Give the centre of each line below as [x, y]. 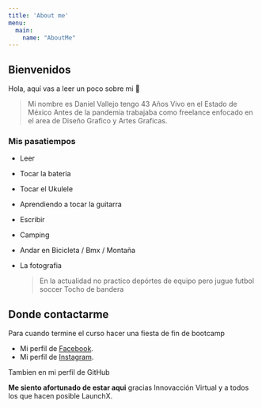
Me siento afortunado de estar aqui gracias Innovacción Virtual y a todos [129, 387]
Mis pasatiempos [42, 141]
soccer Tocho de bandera [82, 289]
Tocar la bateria [45, 174]
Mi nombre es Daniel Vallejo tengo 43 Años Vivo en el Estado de [132, 104]
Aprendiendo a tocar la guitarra [71, 204]
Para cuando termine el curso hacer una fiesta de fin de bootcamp [117, 334]
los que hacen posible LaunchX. [61, 396]
